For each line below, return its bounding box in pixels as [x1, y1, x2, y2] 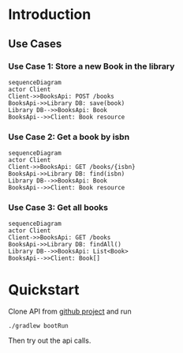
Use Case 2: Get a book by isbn [8, 131, 130, 142]
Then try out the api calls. [8, 336, 91, 345]
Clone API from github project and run [8, 306, 132, 317]
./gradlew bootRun [8, 322, 69, 330]
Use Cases [8, 37, 62, 51]
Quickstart [8, 280, 80, 299]
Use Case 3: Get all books [8, 202, 109, 213]
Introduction [8, 6, 91, 24]
